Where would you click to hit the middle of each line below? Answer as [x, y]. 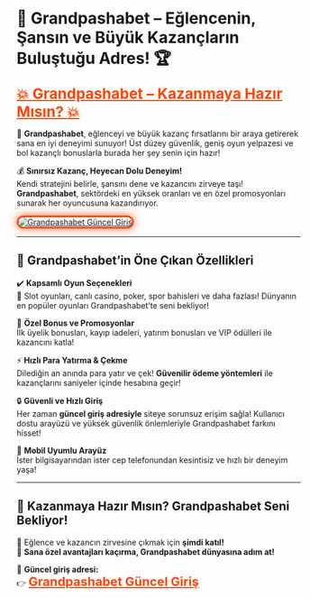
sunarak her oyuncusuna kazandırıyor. [87, 203]
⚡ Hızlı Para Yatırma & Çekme [72, 360]
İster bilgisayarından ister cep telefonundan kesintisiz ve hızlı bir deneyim [152, 460]
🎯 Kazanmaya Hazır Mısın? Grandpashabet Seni [153, 506]
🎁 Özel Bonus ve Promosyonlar [76, 323]
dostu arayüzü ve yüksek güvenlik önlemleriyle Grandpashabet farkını [146, 423]
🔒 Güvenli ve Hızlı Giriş [60, 400]
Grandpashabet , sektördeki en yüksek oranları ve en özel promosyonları [151, 193]
